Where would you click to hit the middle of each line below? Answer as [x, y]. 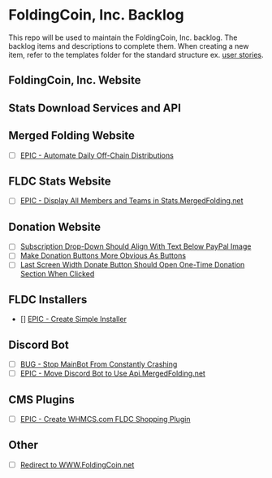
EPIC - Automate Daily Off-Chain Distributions [97, 155]
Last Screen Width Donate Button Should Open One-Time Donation [132, 265]
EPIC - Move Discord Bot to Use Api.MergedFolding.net [112, 374]
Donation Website [55, 226]
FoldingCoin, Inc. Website [75, 80]
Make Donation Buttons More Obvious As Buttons [103, 256]
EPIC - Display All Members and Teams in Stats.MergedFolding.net [132, 201]
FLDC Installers [48, 300]
